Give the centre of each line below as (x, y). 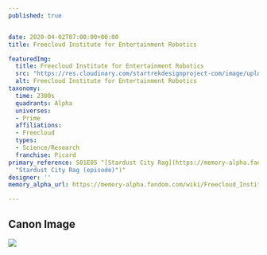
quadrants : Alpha (44, 103)
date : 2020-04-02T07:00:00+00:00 (64, 37)
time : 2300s (35, 96)
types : (26, 140)
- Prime (28, 118)
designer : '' (30, 177)
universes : (33, 111)
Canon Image (42, 224)
